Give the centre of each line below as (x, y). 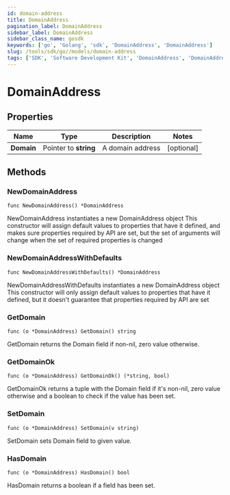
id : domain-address (35, 13)
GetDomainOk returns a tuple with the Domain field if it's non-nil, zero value (114, 389)
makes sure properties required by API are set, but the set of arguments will (114, 233)
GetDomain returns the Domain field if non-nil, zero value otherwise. (103, 344)
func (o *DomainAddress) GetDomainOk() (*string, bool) (88, 376)
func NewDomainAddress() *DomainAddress (66, 206)
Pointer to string (69, 148)
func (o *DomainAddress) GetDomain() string (72, 332)
